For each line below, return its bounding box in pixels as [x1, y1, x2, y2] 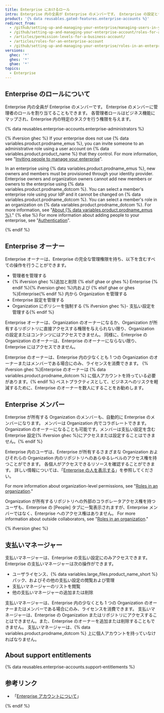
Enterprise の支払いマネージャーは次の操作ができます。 [5, 561, 116, 567]
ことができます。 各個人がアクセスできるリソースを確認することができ [9, 461, 151, 467]
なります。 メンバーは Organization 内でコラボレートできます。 [21, 420, 149, 426]
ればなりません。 [5, 636, 40, 642]
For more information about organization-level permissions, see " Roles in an [5, 483, 158, 489]
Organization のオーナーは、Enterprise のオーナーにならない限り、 [5, 338, 140, 344]
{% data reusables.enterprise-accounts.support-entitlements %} [5, 664, 135, 670]
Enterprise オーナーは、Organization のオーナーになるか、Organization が [5, 319, 154, 325]
